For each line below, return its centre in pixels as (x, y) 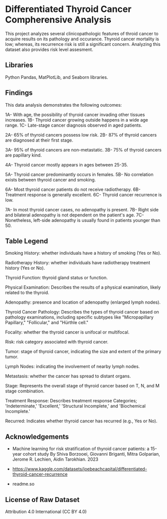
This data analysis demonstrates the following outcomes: (64, 105)
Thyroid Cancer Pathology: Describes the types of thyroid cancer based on (82, 312)
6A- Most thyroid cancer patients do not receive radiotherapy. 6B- (73, 189)
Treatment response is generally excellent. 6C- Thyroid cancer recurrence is (83, 194)
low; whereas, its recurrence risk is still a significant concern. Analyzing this (83, 44)
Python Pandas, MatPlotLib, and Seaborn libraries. (57, 77)
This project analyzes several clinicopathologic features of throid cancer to (82, 33)
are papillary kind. (24, 155)
